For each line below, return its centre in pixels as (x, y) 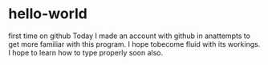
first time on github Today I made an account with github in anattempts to (130, 36)
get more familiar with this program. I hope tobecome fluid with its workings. (134, 44)
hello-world (48, 14)
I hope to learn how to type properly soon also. (85, 52)
